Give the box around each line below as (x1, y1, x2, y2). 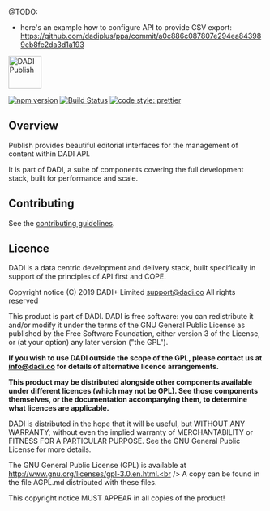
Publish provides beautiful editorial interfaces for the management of (8, 140, 239, 150)
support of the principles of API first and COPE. (8, 271, 166, 282)
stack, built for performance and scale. (8, 173, 139, 183)
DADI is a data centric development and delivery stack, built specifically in (8, 263, 256, 273)
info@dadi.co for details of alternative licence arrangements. (8, 362, 220, 372)
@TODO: (8, 7, 38, 16)
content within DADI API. (8, 149, 91, 159)
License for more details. (8, 445, 92, 454)
